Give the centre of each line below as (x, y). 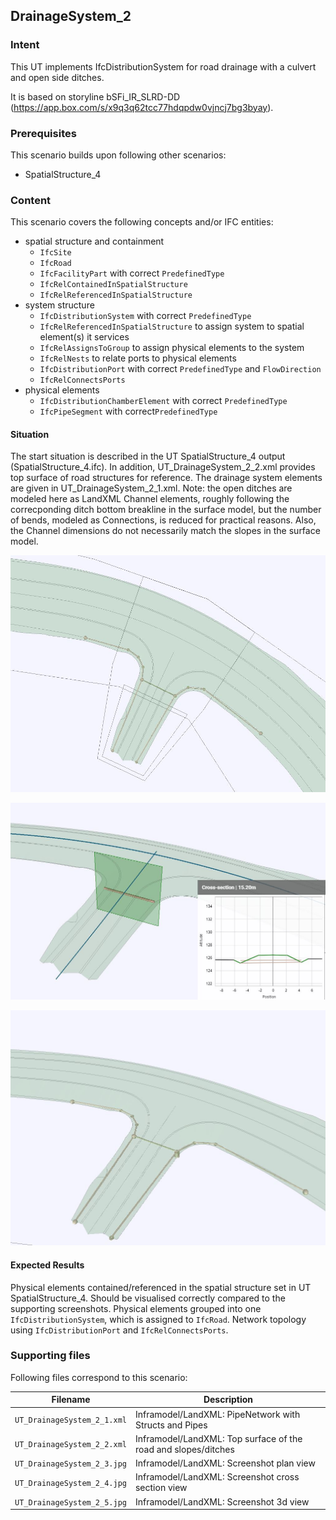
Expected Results (47, 1265)
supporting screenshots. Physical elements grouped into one (136, 1308)
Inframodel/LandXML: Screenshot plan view (225, 1463)
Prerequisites (43, 133)
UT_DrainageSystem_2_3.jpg (70, 1464)
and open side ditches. (57, 77)
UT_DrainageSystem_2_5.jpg (70, 1502)
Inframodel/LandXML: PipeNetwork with (217, 1414)
